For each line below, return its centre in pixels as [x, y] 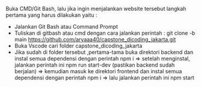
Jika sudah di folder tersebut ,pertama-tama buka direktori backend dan [104, 52]
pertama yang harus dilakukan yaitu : [51, 15]
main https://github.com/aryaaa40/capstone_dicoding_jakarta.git [95, 39]
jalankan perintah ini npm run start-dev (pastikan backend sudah [94, 65]
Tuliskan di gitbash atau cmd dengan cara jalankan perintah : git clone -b [105, 33]
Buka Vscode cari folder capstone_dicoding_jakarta [78, 46]
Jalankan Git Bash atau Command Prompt [66, 27]
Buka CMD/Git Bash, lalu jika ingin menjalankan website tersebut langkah [96, 9]
